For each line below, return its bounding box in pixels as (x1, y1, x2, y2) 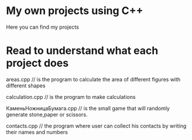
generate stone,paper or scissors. (6, 111, 88, 118)
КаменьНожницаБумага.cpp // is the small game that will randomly (6, 104, 170, 112)
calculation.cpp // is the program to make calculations (6, 93, 136, 100)
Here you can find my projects (6, 23, 79, 30)
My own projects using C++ (6, 4, 143, 18)
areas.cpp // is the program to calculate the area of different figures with (6, 76, 181, 83)
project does (6, 57, 69, 70)
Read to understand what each (6, 44, 159, 57)
